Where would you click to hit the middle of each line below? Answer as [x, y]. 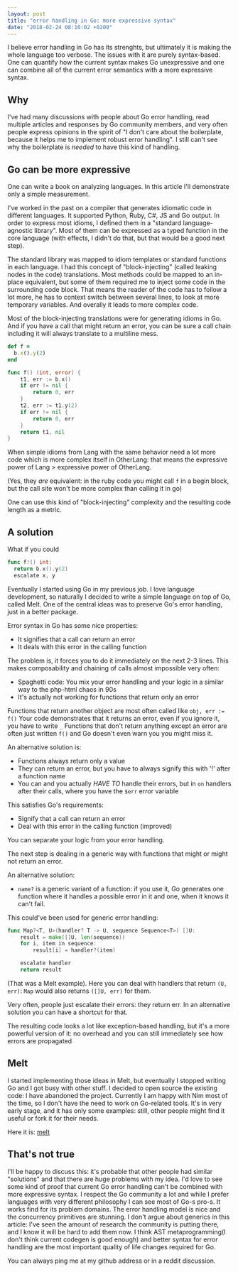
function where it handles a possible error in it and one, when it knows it [123, 896]
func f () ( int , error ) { [44, 373]
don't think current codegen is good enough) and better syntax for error [113, 1239]
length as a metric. [35, 510]
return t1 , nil [43, 432]
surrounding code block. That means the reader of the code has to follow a [117, 289]
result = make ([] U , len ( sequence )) [73, 937]
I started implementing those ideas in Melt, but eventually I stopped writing [117, 1080]
